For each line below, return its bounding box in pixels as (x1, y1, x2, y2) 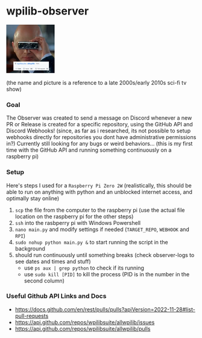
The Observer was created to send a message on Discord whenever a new (6, 114, 192, 122)
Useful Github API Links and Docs (6, 292, 107, 301)
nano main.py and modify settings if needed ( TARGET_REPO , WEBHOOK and (14, 226, 190, 233)
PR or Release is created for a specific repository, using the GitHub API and (6, 121, 193, 128)
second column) (24, 277, 65, 284)
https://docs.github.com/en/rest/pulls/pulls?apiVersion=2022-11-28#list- (14, 305, 196, 313)
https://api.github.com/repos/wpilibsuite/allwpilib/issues (14, 319, 155, 326)
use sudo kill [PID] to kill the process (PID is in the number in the (24, 270, 190, 278)
